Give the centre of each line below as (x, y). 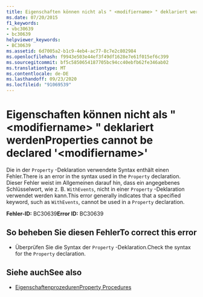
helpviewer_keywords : (34, 40)
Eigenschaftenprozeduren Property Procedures (73, 287)
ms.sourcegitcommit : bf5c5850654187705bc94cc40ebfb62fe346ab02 (88, 62)
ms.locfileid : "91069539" (39, 85)
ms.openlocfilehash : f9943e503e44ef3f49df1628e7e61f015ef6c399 (88, 57)
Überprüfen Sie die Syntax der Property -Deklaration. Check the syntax (103, 247)
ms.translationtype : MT (36, 68)
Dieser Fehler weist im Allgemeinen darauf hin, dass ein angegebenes (93, 182)
